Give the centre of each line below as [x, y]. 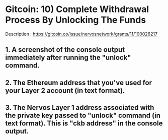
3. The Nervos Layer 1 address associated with [80, 108]
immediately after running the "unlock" [68, 58]
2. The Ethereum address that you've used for [79, 82]
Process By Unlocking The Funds [76, 20]
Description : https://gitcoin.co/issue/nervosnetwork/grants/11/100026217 [81, 34]
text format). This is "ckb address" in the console [84, 124]
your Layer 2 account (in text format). [65, 90]
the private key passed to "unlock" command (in [83, 116]
